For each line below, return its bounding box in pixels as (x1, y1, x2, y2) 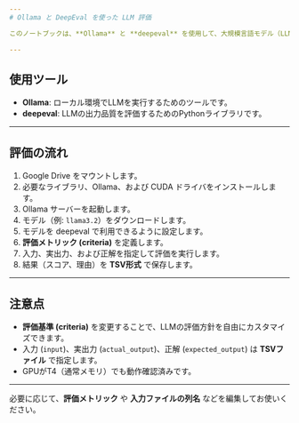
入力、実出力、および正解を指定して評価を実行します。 (21, 248, 224, 259)
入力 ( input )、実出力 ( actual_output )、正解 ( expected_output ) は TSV (21, 343, 277, 354)
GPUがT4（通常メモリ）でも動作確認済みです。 (21, 365, 197, 376)
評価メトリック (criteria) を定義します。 (21, 237, 169, 248)
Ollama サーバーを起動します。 (21, 204, 135, 214)
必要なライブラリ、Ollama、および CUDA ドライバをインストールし (21, 181, 269, 192)
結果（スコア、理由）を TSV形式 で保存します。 (21, 259, 198, 270)
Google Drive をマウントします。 (21, 171, 142, 181)
